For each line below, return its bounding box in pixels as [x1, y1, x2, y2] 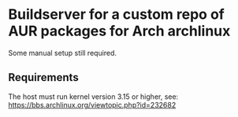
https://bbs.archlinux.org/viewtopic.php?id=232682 [8, 100, 177, 109]
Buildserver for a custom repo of [8, 5, 225, 24]
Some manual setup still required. [8, 48, 117, 57]
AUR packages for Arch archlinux [8, 22, 231, 40]
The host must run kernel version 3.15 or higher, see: [8, 92, 179, 101]
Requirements [8, 71, 79, 84]
